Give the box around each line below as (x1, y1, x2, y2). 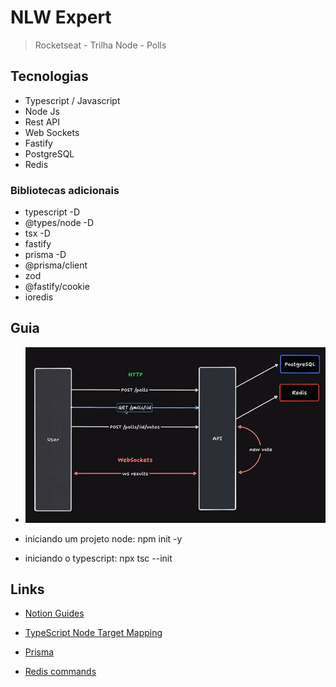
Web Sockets (24, 126, 80, 138)
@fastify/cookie (24, 281, 90, 293)
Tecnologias (10, 68, 89, 85)
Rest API (24, 116, 61, 128)
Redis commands (24, 666, 97, 678)
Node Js (24, 105, 60, 117)
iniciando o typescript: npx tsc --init (24, 552, 173, 564)
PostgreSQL (24, 147, 75, 160)
